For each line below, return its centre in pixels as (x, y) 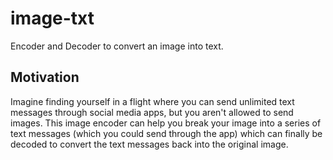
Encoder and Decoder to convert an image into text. (117, 46)
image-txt (52, 18)
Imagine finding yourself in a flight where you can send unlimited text (152, 101)
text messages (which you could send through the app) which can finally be (166, 133)
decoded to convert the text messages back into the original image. (149, 144)
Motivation (45, 77)
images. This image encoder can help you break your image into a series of (166, 123)
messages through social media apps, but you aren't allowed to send (152, 112)
